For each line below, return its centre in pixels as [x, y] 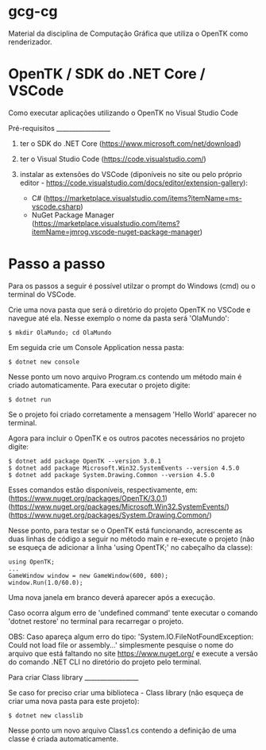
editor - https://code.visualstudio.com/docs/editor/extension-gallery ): [134, 183]
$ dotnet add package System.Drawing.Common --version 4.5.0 [112, 475]
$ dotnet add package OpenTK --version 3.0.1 [85, 461]
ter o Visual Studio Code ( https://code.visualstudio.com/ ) [113, 159]
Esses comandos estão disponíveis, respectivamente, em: [103, 490]
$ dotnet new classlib [46, 715]
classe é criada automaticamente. [64, 738]
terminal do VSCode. [42, 294]
